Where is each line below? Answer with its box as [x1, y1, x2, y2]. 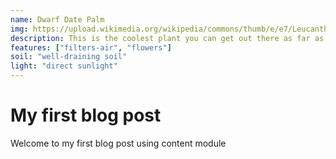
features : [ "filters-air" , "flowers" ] [10, 42, 172, 53]
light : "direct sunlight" [10, 61, 118, 71]
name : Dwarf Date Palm [10, 14, 105, 25]
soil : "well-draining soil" [10, 52, 128, 62]
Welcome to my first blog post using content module [10, 137, 227, 149]
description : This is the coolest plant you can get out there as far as [10, 33, 325, 43]
